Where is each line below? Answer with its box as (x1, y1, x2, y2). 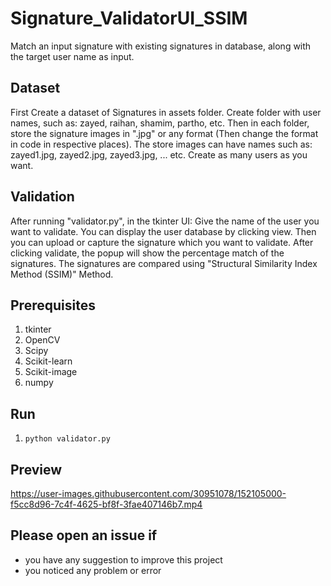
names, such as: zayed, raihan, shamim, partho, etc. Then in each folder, (10, 117, 310, 129)
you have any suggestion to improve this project (24, 553, 223, 566)
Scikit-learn (24, 355, 73, 367)
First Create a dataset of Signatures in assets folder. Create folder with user (10, 106, 322, 118)
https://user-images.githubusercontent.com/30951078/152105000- (10, 488, 287, 499)
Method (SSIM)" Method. (10, 268, 114, 280)
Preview (10, 461, 63, 478)
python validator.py (24, 434, 111, 444)
